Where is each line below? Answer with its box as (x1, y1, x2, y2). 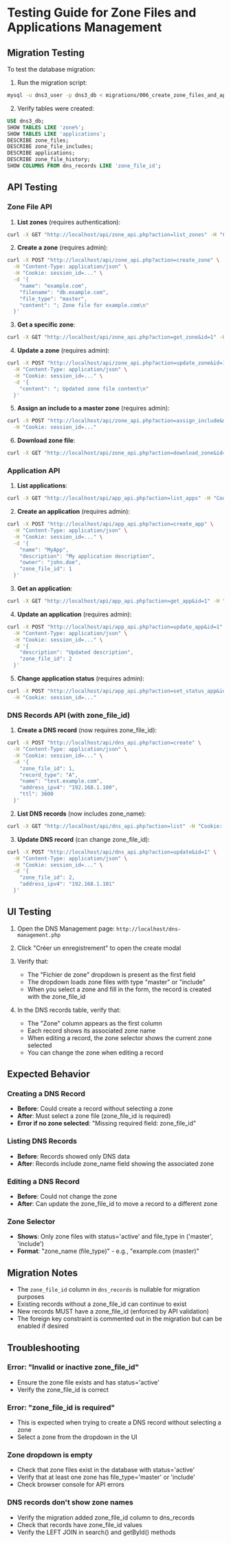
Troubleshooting (7, 1342, 80, 1354)
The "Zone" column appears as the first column (27, 1019, 163, 1027)
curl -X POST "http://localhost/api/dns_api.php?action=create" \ (7, 739, 201, 747)
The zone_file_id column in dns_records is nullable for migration (16, 1285, 201, 1294)
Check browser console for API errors (16, 1480, 125, 1489)
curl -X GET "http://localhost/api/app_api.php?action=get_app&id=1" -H (7, 598, 220, 605)
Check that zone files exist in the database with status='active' (16, 1466, 195, 1474)
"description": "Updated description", (19, 649, 134, 656)
